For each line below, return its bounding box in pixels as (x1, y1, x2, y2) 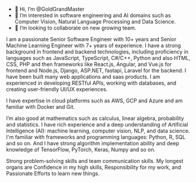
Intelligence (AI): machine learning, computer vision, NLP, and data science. (6, 127, 190, 134)
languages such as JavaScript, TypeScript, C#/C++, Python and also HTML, (6, 55, 191, 61)
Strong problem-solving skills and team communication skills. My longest (6, 158, 184, 164)
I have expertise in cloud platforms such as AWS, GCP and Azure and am (6, 97, 183, 104)
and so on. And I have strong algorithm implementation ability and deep (6, 140, 180, 147)
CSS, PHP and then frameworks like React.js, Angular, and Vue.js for (6, 61, 172, 68)
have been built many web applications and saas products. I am (6, 74, 161, 80)
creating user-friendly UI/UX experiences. (6, 86, 108, 92)
